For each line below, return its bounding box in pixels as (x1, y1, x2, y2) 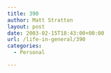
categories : (7, 42, 42, 49)
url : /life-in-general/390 (7, 36, 86, 43)
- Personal (13, 49, 45, 56)
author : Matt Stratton (7, 17, 73, 24)
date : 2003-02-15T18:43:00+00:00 (7, 29, 105, 37)
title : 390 (7, 10, 39, 17)
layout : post (7, 23, 45, 30)
